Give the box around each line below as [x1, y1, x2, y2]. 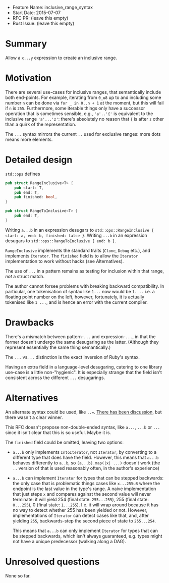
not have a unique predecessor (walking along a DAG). [12, 538, 126, 544]
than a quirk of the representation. [5, 121, 77, 127]
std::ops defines [5, 171, 40, 177]
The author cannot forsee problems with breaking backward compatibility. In [5, 283, 164, 289]
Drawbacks [5, 317, 54, 328]
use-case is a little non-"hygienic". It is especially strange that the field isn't [5, 369, 162, 375]
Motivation [5, 73, 52, 84]
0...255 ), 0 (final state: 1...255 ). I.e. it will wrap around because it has [12, 502, 159, 508]
